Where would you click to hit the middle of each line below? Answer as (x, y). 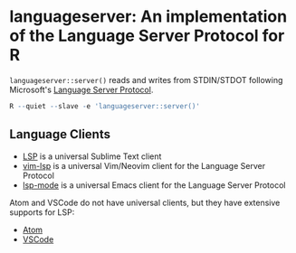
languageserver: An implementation (148, 17)
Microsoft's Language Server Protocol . (81, 89)
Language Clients (60, 134)
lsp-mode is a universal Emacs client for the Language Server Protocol (154, 185)
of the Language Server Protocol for (147, 36)
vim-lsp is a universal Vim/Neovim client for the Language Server (143, 165)
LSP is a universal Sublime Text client (92, 156)
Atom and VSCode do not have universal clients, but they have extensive (145, 202)
